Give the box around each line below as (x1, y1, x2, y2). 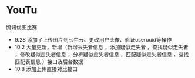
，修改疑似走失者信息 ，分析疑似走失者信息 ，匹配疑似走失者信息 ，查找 (14, 50, 189, 57)
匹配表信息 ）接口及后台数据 (14, 58, 83, 65)
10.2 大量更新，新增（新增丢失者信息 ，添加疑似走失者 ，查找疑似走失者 (14, 43, 189, 50)
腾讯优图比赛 (6, 23, 37, 30)
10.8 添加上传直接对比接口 (14, 65, 78, 72)
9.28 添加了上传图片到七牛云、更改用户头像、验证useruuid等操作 (14, 36, 172, 43)
